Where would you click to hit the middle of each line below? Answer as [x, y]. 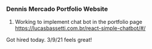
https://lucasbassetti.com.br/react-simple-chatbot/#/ [80, 28]
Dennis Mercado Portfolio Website [57, 9]
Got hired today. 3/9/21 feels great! [49, 40]
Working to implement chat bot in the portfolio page [78, 22]
